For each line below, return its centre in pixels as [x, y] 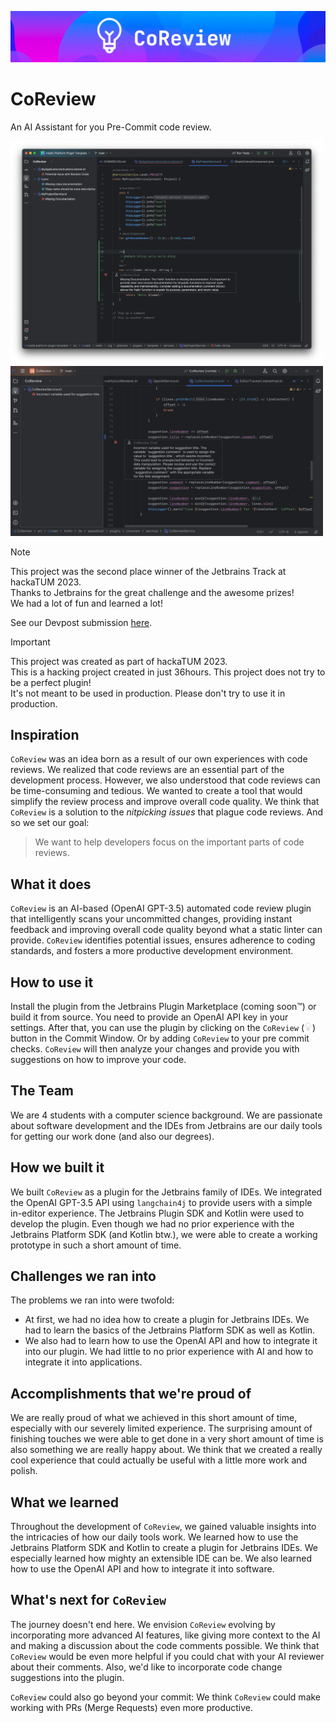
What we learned [64, 1502]
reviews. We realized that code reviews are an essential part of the [147, 770]
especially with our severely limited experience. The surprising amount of [161, 1428]
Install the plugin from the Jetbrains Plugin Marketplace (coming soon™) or [163, 1006]
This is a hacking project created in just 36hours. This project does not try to [168, 672]
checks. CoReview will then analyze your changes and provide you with [155, 1048]
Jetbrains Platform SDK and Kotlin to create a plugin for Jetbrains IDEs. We [164, 1548]
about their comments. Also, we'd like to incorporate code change [146, 1667]
